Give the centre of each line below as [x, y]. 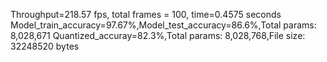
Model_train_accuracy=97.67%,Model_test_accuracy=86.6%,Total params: [163, 25]
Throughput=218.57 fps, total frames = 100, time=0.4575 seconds [146, 14]
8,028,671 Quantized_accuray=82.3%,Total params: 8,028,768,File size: [158, 35]
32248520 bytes [45, 46]
